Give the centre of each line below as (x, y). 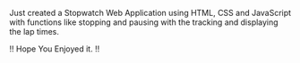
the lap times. (34, 31)
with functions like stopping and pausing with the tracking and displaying (144, 22)
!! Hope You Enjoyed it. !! (55, 49)
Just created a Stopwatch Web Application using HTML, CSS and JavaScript (150, 13)
